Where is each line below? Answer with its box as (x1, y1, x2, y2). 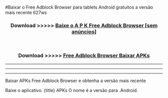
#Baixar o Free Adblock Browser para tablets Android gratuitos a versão (5, 4, 153, 10)
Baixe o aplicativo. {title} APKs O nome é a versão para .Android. (5, 87, 138, 93)
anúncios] (71, 28, 96, 35)
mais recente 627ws (5, 9, 47, 15)
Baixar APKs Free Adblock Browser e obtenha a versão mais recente (5, 77, 146, 83)
